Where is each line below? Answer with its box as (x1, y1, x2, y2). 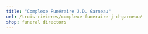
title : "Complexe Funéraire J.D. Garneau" (6, 8, 111, 14)
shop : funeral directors (6, 19, 67, 25)
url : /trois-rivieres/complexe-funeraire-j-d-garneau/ (6, 14, 143, 20)
